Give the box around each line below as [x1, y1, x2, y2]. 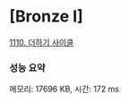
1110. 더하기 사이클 [9, 37, 74, 47]
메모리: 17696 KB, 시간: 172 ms [9, 83, 120, 95]
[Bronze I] [9, 6, 83, 27]
